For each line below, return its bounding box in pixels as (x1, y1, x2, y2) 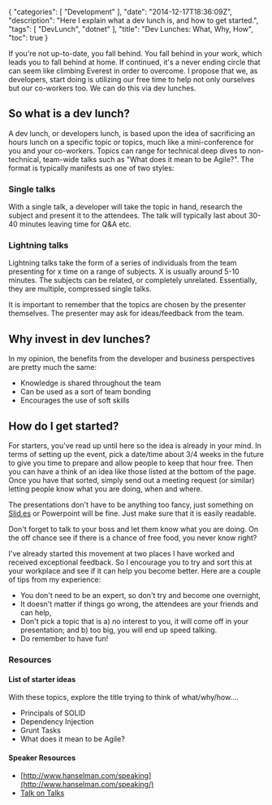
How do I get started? (8, 419, 119, 433)
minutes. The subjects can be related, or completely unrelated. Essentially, (8, 275, 257, 285)
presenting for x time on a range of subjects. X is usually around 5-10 (8, 266, 240, 276)
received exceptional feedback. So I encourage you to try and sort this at (8, 557, 253, 567)
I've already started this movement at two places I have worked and (8, 549, 235, 559)
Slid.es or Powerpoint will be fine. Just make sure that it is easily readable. (8, 508, 257, 518)
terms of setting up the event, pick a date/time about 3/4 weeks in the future (8, 450, 265, 460)
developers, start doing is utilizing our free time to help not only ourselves (8, 75, 256, 84)
